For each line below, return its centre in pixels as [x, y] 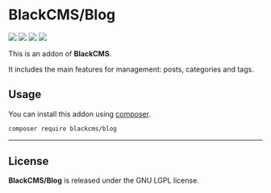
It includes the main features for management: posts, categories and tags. [131, 69]
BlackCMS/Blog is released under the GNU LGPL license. [104, 181]
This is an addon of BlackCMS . [60, 53]
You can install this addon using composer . [80, 113]
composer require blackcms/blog [63, 129]
